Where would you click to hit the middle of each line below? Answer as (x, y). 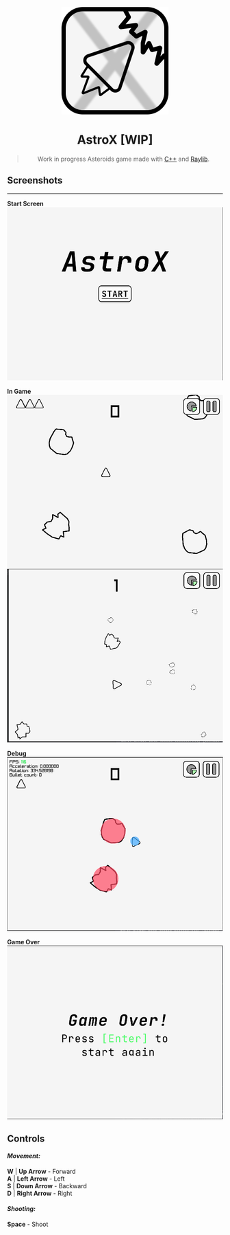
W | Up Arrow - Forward (42, 1171)
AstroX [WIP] (115, 140)
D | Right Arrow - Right (40, 1193)
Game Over (24, 942)
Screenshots (35, 180)
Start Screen (26, 203)
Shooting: (22, 1209)
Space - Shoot (28, 1224)
